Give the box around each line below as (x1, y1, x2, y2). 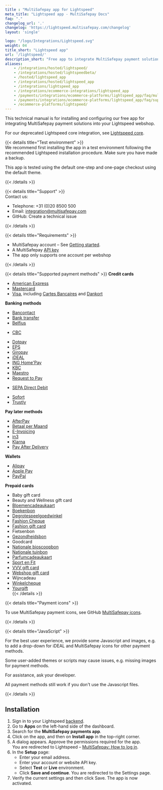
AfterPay (12, 418, 30, 424)
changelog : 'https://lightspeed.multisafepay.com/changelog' (5, 25, 131, 30)
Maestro (12, 370, 29, 376)
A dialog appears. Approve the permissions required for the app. (12, 739, 141, 745)
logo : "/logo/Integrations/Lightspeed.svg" (5, 39, 95, 44)
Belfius (12, 320, 26, 326)
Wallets (5, 454, 21, 460)
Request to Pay (12, 375, 43, 381)
